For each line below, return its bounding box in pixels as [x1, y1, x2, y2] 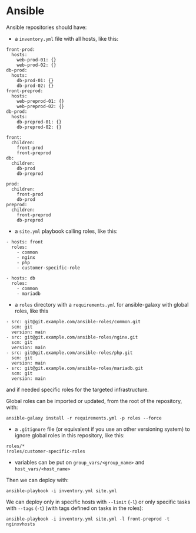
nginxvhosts [6, 521, 35, 527]
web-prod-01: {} [16, 57, 57, 63]
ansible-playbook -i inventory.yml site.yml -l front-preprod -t [6, 516, 170, 522]
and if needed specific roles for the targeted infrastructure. [6, 386, 149, 393]
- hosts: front [6, 239, 44, 245]
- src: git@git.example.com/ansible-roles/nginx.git [6, 334, 138, 340]
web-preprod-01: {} [16, 98, 65, 104]
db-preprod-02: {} [16, 124, 62, 130]
